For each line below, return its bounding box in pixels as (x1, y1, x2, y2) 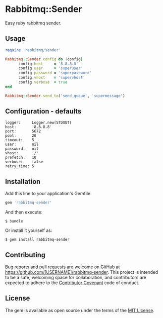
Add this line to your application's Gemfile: (5, 191, 92, 197)
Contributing (5, 250, 46, 259)
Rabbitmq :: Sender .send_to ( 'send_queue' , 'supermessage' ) (5, 93, 125, 98)
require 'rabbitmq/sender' (5, 47, 61, 53)
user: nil (5, 142, 39, 147)
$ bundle (5, 219, 23, 224)
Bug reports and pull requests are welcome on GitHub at (5, 264, 120, 270)
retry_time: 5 (5, 164, 35, 169)
